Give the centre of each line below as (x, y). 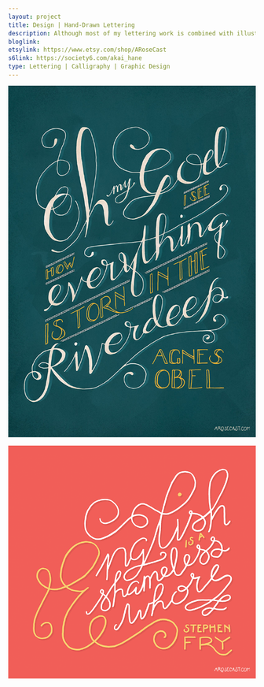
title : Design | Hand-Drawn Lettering (71, 25)
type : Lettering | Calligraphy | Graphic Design (89, 67)
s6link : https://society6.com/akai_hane (75, 58)
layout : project (35, 17)
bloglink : (24, 42)
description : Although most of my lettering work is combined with (121, 33)
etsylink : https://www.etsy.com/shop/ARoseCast (88, 50)
